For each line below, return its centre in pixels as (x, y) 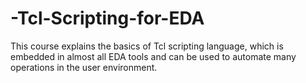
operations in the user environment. (84, 67)
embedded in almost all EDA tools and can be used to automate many (153, 56)
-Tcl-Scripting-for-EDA (107, 18)
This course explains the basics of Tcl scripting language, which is (147, 46)
